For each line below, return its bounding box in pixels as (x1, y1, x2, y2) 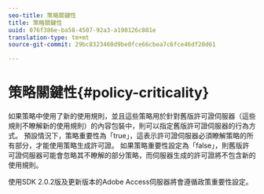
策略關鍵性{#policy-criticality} (8, 84, 210, 102)
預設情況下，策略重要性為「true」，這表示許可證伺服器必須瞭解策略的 (23, 131, 247, 141)
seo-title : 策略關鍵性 (8, 11, 77, 20)
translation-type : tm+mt (8, 33, 90, 42)
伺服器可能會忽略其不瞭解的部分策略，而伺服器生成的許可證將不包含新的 (21, 151, 256, 160)
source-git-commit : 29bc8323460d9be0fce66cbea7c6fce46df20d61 (8, 41, 216, 49)
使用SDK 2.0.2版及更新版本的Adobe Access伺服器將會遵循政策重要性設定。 (8, 178, 253, 187)
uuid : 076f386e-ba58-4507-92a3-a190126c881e (8, 26, 156, 34)
